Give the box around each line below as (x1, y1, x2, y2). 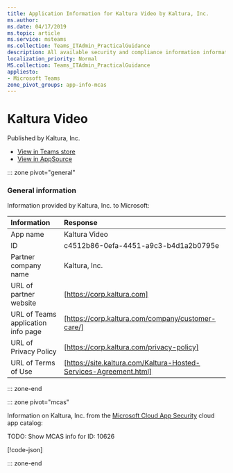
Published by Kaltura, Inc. (7, 134, 80, 142)
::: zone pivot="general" (7, 168, 76, 177)
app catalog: (7, 419, 43, 427)
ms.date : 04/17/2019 (7, 23, 67, 30)
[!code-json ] (7, 446, 43, 454)
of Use (10, 367, 33, 376)
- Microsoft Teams (7, 74, 60, 82)
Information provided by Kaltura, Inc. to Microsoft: (7, 201, 150, 210)
